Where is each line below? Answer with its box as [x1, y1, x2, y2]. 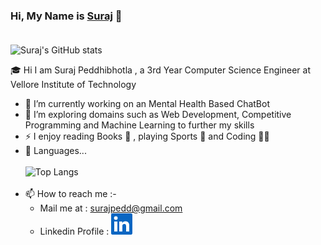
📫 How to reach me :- [24, 188, 117, 200]
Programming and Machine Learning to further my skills [24, 119, 255, 131]
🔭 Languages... [24, 145, 87, 157]
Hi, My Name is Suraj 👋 [10, 9, 123, 23]
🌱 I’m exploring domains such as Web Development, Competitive [24, 109, 292, 121]
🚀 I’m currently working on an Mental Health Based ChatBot [24, 98, 270, 110]
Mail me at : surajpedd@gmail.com [39, 202, 183, 214]
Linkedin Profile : [39, 225, 110, 238]
